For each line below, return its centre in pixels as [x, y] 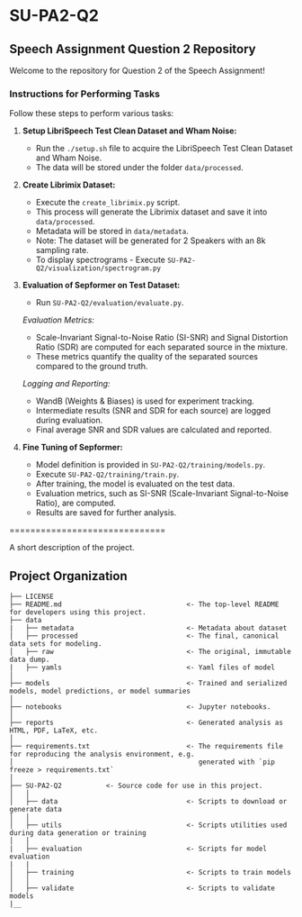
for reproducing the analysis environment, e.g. [102, 754]
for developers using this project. [78, 613]
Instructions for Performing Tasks [84, 94]
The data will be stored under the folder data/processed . [140, 168]
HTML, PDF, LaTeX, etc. [54, 731]
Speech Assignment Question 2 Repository [133, 49]
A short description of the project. [72, 548]
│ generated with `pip [142, 762]
